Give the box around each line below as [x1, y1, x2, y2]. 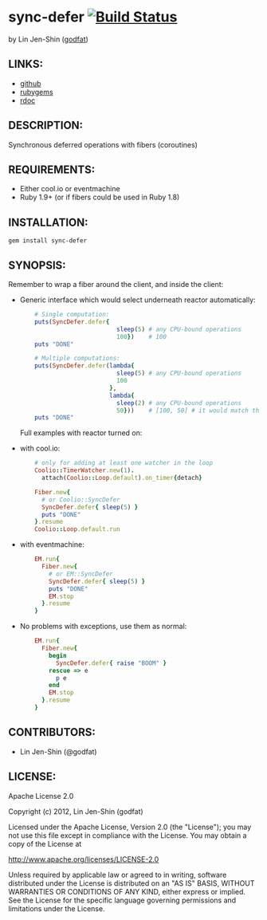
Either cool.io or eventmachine [19, 184, 121, 194]
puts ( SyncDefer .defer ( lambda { [34, 362, 135, 370]
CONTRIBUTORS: [8, 725, 96, 739]
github [19, 78, 41, 88]
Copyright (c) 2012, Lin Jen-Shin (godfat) [8, 806, 143, 816]
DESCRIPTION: [8, 119, 84, 132]
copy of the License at [8, 839, 82, 848]
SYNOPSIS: [8, 258, 66, 272]
